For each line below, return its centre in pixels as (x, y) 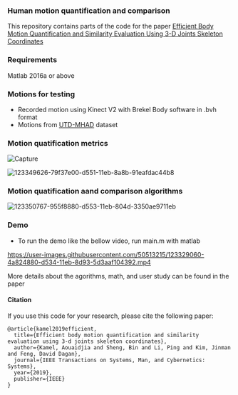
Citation (20, 300)
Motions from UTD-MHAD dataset (68, 124)
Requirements (32, 60)
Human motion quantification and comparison (89, 11)
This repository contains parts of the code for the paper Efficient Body (110, 26)
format (27, 117)
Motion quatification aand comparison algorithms (95, 191)
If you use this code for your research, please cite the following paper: (110, 316)
